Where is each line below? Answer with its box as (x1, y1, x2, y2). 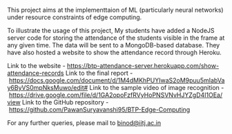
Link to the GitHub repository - (21, 98, 109, 106)
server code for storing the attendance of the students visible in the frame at (7, 34, 225, 42)
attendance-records (7, 69, 64, 77)
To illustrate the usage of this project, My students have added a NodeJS (7, 27, 215, 34)
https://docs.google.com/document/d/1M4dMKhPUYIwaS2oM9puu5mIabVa (8, 76, 225, 85)
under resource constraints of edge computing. (7, 13, 142, 21)
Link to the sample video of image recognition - (89, 84, 224, 91)
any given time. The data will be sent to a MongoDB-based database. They (7, 41, 220, 49)
